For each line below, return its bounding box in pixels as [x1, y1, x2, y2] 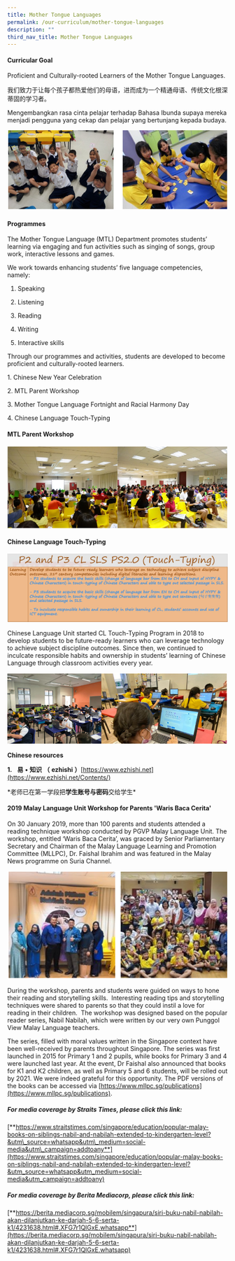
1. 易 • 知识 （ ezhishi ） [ [7, 765, 83, 773]
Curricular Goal [7, 56, 53, 64]
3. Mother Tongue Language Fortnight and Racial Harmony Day [7, 400, 190, 409]
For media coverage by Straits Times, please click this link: [7, 1106, 183, 1113]
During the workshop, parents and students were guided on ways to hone [7, 987, 220, 995]
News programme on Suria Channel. [7, 857, 112, 865]
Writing [17, 325, 38, 334]
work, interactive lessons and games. [7, 250, 115, 258]
